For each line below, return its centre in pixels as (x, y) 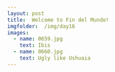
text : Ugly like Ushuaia (55, 58)
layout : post (26, 13)
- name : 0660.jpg (38, 52)
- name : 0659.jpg (38, 39)
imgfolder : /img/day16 (41, 26)
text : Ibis (35, 45)
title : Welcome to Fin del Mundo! (58, 20)
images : (18, 33)
